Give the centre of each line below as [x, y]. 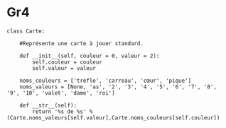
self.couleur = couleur [67, 62]
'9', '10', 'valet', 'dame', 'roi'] [61, 93]
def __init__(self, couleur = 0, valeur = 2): [90, 56]
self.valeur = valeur [64, 68]
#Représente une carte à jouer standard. [81, 43]
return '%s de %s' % [63, 111]
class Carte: [26, 31]
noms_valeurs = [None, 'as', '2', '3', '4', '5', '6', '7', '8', [118, 87]
